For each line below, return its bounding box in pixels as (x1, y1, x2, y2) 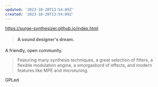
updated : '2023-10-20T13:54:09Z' (5, 7, 74, 12)
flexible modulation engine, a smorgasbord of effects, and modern (17, 62, 152, 68)
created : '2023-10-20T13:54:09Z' (5, 12, 74, 17)
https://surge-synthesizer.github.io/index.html (5, 25, 99, 31)
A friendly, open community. (5, 47, 63, 53)
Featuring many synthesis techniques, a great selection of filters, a (17, 57, 153, 63)
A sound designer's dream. (17, 36, 75, 42)
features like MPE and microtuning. (17, 67, 89, 73)
